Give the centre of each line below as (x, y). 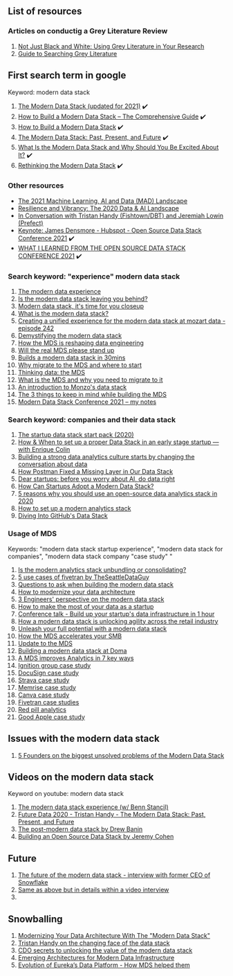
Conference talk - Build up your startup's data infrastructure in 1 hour (116, 614)
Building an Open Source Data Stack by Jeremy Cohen (96, 837)
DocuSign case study (48, 673)
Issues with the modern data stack (84, 739)
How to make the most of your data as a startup (86, 606)
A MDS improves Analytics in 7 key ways (76, 658)
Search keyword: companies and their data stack (92, 420)
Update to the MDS (45, 643)
